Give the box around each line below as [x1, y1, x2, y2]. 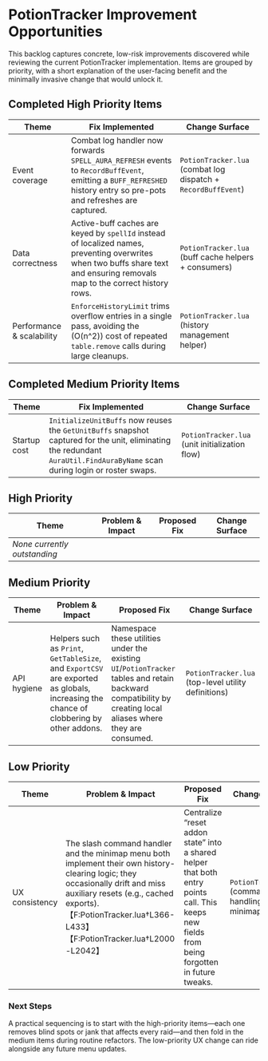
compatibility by [111, 693, 171, 704]
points [183, 887, 207, 897]
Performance [12, 320, 61, 331]
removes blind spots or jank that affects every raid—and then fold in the [8, 1027, 244, 1037]
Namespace [111, 623, 157, 634]
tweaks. [183, 976, 214, 988]
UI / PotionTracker [111, 663, 175, 674]
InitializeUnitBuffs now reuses [49, 414, 173, 426]
